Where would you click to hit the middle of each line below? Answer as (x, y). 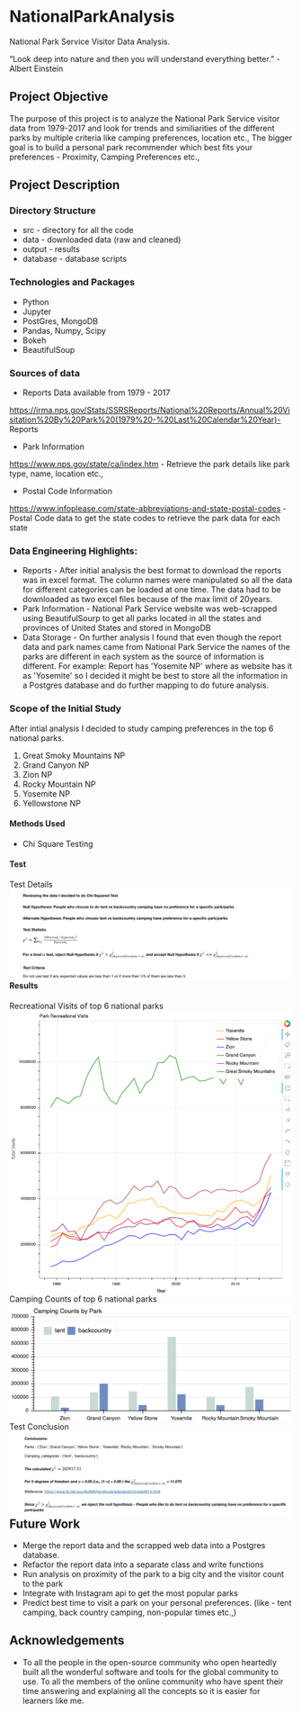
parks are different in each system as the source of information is (143, 657)
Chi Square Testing (58, 843)
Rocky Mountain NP (59, 784)
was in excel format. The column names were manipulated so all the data (157, 580)
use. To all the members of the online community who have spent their (153, 1681)
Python (35, 302)
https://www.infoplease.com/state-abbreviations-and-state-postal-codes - (148, 509)
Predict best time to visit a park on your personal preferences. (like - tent (157, 1603)
